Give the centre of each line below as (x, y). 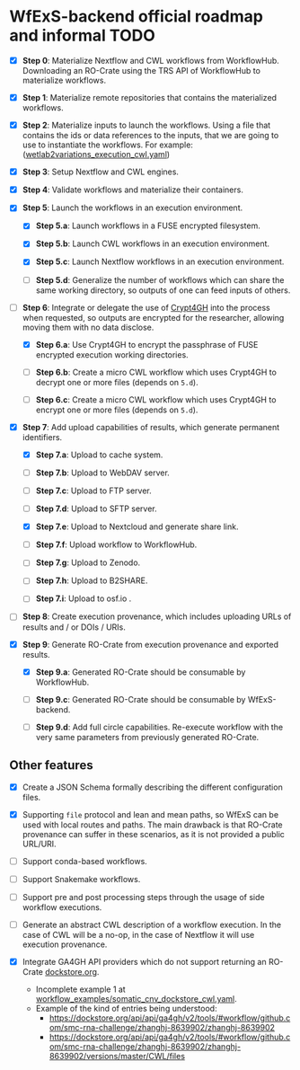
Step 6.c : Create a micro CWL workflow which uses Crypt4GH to (156, 399)
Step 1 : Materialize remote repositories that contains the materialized (149, 97)
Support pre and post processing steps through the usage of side (143, 897)
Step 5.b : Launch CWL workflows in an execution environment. (153, 243)
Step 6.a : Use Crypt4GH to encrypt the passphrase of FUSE (147, 344)
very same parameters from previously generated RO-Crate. (147, 737)
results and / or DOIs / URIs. (74, 627)
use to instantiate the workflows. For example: (107, 145)
